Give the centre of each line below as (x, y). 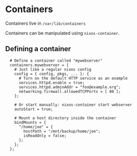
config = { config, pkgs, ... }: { (52, 74)
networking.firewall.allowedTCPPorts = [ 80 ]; (70, 91)
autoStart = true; (34, 109)
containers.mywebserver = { (39, 65)
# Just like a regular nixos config (53, 69)
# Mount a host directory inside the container (65, 118)
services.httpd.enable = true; (52, 83)
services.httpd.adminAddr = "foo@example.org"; (70, 87)
